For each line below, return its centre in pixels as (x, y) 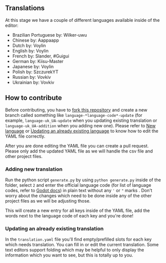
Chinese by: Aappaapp (36, 40)
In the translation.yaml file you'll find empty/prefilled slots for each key (79, 239)
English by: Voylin (30, 51)
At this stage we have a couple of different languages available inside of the (83, 20)
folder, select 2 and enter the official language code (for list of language (78, 185)
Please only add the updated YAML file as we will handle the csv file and (79, 151)
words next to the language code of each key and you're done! (69, 215)
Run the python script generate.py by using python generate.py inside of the (83, 180)
